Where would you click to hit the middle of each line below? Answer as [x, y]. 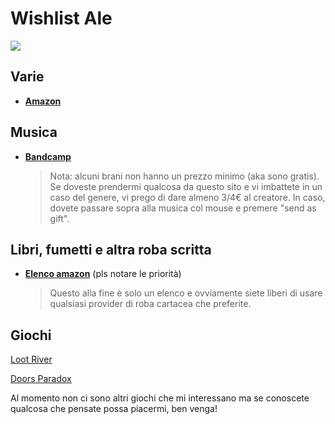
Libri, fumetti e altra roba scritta [111, 249]
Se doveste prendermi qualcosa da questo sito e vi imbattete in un [186, 186]
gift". [59, 218]
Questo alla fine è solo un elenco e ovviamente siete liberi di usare [186, 293]
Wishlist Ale [61, 18]
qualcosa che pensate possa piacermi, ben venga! [114, 409]
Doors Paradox [41, 379]
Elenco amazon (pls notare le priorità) [103, 274]
